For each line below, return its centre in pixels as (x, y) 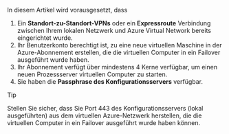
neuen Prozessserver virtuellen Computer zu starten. (92, 74)
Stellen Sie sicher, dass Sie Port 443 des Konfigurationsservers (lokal (105, 108)
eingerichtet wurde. (45, 38)
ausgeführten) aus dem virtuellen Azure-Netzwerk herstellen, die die (105, 115)
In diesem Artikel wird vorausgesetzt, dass (67, 10)
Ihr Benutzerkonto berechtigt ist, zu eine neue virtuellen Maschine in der (119, 45)
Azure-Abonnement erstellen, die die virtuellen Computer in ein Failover (119, 52)
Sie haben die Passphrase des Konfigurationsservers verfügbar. (110, 81)
